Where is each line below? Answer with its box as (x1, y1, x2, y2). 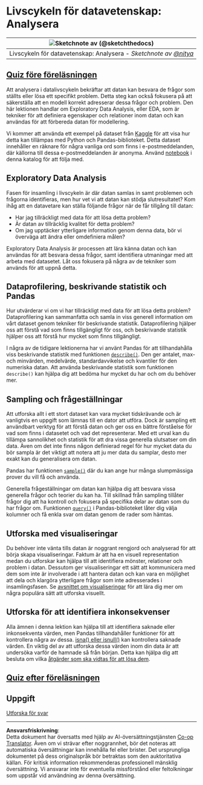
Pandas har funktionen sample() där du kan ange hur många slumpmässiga (6, 467, 193, 475)
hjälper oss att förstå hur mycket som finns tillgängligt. (6, 333, 142, 340)
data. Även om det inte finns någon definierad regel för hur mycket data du (6, 442, 192, 450)
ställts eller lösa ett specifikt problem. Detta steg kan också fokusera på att (6, 92, 192, 99)
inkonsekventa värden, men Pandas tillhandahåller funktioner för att (6, 629, 175, 637)
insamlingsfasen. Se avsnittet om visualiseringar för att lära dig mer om (6, 583, 183, 590)
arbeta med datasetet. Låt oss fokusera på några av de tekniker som (6, 257, 176, 264)
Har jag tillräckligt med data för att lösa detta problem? (14, 214, 151, 221)
